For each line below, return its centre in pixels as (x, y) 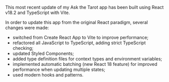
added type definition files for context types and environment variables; (87, 59)
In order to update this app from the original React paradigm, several (77, 22)
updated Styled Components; (43, 53)
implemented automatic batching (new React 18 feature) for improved (85, 64)
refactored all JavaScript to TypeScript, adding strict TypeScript (79, 43)
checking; (23, 48)
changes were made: (27, 28)
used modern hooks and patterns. (48, 75)
